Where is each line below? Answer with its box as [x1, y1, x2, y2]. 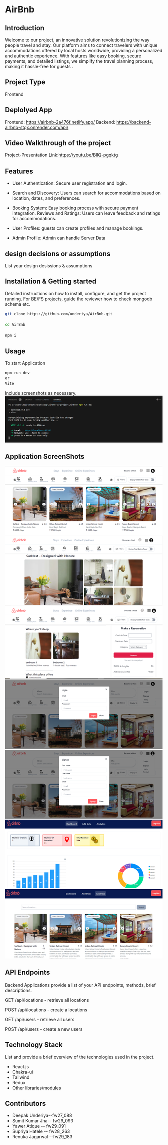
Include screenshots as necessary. [5, 390, 77, 396]
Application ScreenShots [5, 452, 85, 461]
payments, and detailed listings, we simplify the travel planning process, [5, 58, 154, 64]
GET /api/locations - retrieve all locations [5, 997, 89, 1003]
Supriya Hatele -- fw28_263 [12, 1128, 70, 1134]
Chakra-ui [12, 1069, 33, 1075]
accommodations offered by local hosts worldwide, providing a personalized [5, 48, 163, 53]
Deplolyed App [5, 106, 52, 114]
